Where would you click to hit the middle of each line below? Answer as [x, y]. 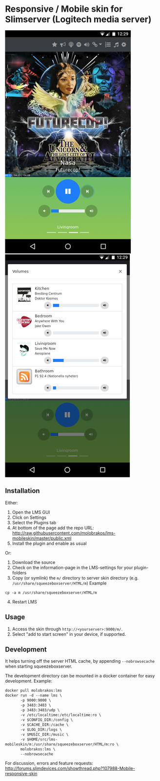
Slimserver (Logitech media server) [78, 19]
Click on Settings [29, 517]
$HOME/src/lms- [42, 739]
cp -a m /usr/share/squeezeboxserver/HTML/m [51, 593]
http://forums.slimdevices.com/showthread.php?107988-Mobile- [70, 768]
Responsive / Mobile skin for [64, 9]
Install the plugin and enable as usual [49, 543]
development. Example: [29, 681]
